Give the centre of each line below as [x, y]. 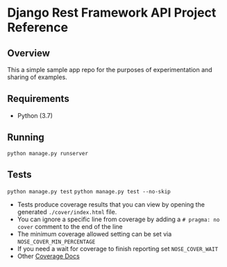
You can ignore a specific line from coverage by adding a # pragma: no [118, 219]
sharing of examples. [37, 77]
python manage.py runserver [48, 153]
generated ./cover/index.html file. [67, 212]
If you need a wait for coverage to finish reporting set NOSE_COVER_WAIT [118, 249]
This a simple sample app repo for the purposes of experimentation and [110, 70]
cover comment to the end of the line [70, 227]
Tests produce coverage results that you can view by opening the [111, 205]
